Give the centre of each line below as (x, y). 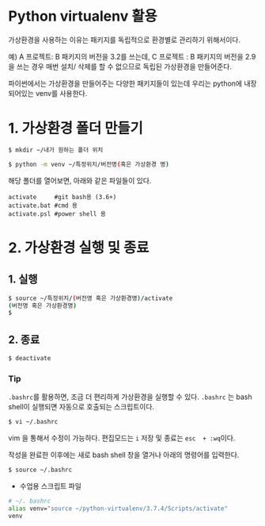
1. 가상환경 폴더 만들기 (76, 129)
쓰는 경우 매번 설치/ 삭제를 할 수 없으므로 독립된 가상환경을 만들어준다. (124, 66)
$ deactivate (30, 359)
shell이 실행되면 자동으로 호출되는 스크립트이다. (81, 407)
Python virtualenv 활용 (83, 16)
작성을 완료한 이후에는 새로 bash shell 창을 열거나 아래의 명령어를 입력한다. (124, 455)
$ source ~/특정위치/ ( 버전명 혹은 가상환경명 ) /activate (91, 298)
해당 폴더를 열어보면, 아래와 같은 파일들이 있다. (80, 180)
